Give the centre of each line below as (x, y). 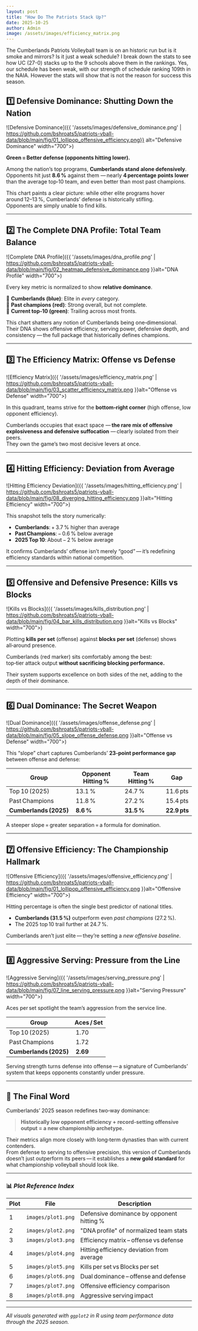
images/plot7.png (50, 1286)
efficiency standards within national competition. (65, 558)
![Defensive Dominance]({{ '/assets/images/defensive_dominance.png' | (94, 127)
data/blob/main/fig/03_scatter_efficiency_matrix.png (70, 390)
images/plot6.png (50, 1276)
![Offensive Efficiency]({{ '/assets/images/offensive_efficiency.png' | (89, 876)
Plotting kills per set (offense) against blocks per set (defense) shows (91, 639)
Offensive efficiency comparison (125, 1286)
